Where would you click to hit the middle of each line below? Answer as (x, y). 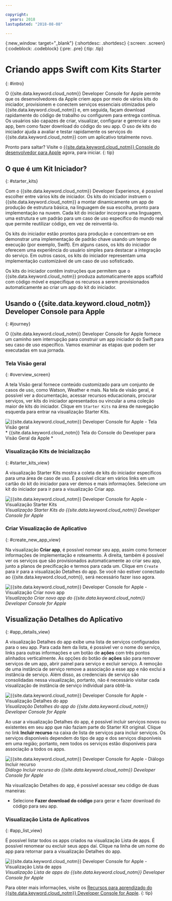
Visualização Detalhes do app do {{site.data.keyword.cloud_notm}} (77, 706)
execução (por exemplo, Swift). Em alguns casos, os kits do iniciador (78, 245)
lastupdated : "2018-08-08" (34, 24)
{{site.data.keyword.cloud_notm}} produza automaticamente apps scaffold (84, 276)
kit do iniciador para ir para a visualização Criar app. (60, 489)
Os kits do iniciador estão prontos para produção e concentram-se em (80, 234)
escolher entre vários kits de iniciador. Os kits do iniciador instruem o (78, 197)
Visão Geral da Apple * (29, 438)
